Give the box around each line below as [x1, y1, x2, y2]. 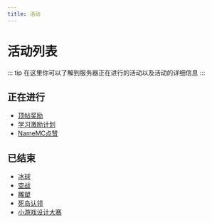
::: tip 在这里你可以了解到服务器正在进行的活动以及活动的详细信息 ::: [7, 68, 206, 77]
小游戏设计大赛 [17, 208, 62, 217]
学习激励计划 [17, 120, 55, 129]
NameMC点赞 [17, 129, 58, 138]
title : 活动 [7, 10, 41, 18]
